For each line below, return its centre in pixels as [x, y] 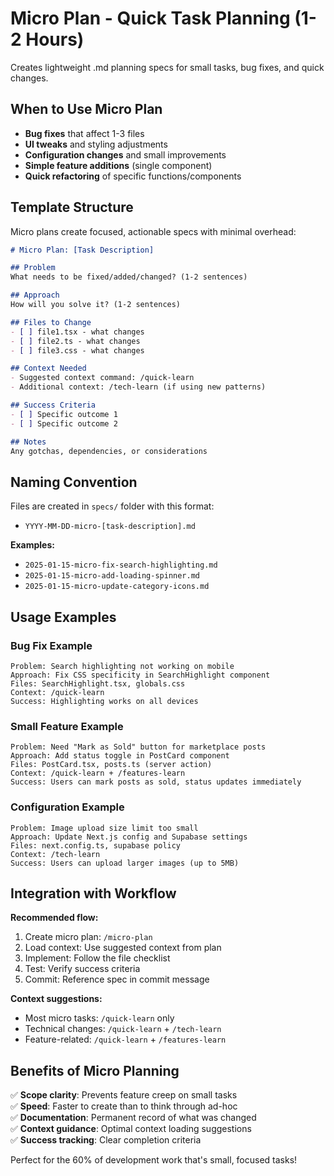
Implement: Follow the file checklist [97, 958]
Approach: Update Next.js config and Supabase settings [129, 837]
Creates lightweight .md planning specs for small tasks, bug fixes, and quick [167, 67]
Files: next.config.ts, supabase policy [96, 845]
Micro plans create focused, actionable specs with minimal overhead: [153, 231]
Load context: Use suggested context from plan [123, 948]
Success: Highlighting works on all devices [104, 701]
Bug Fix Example [51, 645]
